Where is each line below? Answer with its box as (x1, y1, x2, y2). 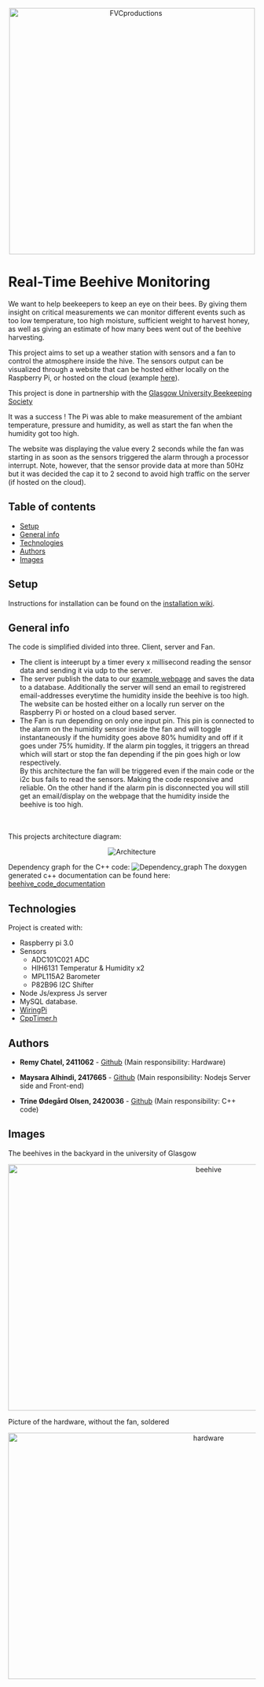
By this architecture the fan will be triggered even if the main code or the (19, 766, 255, 776)
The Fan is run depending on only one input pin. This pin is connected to (19, 716, 255, 725)
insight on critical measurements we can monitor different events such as (8, 307, 246, 317)
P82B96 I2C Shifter (31, 980, 94, 989)
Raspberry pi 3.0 (19, 938, 74, 948)
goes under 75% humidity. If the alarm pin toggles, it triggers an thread (19, 741, 250, 750)
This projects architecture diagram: (8, 832, 122, 841)
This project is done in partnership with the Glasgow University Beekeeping (8, 388, 253, 397)
